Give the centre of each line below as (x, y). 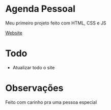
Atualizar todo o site (34, 67)
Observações (34, 88)
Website (14, 33)
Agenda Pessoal (40, 9)
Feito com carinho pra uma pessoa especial (51, 102)
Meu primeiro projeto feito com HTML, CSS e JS (56, 23)
